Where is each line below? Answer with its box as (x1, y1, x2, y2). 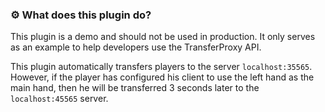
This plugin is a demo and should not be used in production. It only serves (10, 31, 316, 43)
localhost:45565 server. (10, 93, 109, 105)
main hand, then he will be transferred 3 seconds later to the (10, 82, 260, 94)
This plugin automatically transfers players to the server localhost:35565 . (10, 61, 313, 73)
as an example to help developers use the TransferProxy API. (10, 41, 262, 53)
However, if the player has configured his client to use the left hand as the (10, 71, 315, 83)
